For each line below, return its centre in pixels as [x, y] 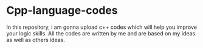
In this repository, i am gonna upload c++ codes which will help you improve [102, 27]
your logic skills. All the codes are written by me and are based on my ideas [101, 33]
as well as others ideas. [36, 40]
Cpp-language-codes [62, 10]
